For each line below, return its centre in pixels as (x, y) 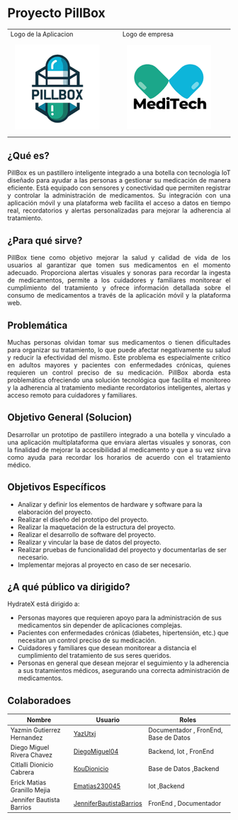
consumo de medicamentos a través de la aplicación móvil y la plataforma (119, 296)
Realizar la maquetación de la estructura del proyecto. (96, 527)
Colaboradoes (39, 700)
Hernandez (27, 738)
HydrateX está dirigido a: (44, 604)
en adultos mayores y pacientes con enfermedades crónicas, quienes (119, 365)
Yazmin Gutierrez (35, 730)
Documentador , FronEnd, (186, 730)
